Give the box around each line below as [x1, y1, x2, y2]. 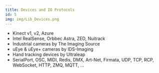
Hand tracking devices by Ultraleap [12, 51, 85, 57]
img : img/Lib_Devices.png [5, 16, 59, 21]
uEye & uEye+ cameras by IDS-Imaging [12, 46, 93, 52]
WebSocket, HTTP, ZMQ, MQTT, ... [12, 62, 84, 68]
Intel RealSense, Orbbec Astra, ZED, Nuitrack [12, 35, 105, 41]
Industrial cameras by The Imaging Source [12, 41, 100, 47]
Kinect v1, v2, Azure [12, 30, 54, 36]
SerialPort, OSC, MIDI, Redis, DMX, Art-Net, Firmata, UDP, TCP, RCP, [12, 57, 154, 63]
